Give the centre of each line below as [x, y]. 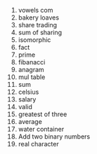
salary [27, 99]
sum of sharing [40, 32]
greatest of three [43, 114]
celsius [28, 92]
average [30, 121]
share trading [37, 25]
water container [41, 129]
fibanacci [32, 62]
